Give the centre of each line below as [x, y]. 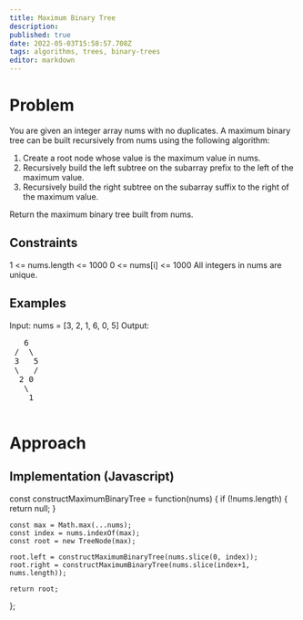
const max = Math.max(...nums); [71, 525]
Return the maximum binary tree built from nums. [101, 214]
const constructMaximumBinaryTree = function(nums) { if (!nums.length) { [149, 499]
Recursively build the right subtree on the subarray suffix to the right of [156, 187]
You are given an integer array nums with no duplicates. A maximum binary [150, 130]
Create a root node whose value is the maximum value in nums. [141, 158]
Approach [48, 443]
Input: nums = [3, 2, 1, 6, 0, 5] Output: [80, 325]
